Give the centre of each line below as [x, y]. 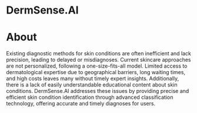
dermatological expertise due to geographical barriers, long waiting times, [96, 72]
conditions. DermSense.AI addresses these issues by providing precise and [98, 91]
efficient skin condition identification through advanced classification [90, 97]
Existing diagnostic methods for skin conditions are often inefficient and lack [99, 54]
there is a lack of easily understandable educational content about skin [92, 85]
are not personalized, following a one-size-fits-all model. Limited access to [97, 66]
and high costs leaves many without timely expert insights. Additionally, [93, 79]
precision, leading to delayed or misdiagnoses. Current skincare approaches [98, 60]
